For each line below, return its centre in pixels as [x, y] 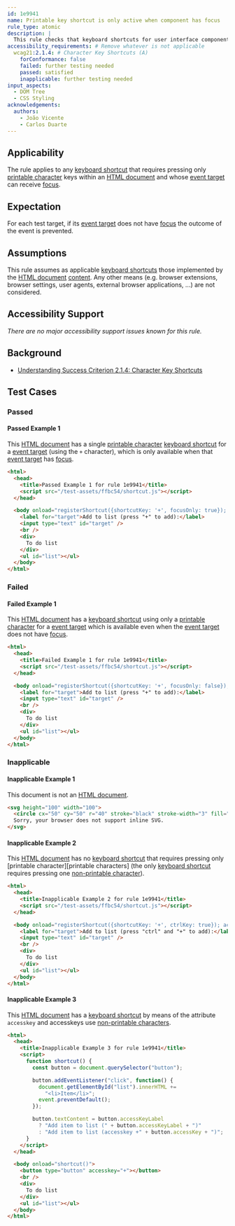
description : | [29, 33]
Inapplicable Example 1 [41, 779]
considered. [24, 292]
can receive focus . [34, 185]
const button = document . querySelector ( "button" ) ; [108, 1068]
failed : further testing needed [67, 66]
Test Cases [32, 392]
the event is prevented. [40, 231]
